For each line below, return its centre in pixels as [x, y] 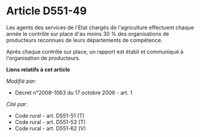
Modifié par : [21, 81]
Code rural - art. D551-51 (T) [50, 116]
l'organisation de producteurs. [43, 58]
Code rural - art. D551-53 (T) [50, 122]
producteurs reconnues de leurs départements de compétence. [84, 40]
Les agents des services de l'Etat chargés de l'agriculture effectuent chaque [100, 27]
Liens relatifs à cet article [38, 69]
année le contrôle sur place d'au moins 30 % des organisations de [88, 33]
